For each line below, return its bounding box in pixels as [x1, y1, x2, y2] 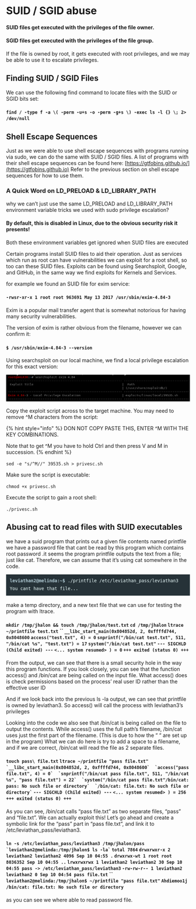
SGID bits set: [6, 95, 39, 102]
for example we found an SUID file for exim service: [6, 280, 130, 287]
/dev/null [6, 116, 30, 122]
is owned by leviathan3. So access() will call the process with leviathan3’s [6, 701, 184, 709]
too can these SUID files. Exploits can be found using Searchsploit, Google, [6, 262, 187, 270]
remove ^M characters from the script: [6, 413, 99, 420]
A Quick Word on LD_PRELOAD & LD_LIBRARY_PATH [6, 187, 156, 195]
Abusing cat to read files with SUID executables [6, 522, 183, 532]
